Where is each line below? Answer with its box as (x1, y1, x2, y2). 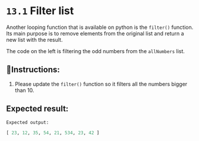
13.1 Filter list (6, 4, 74, 18)
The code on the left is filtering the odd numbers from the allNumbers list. (6, 47, 185, 54)
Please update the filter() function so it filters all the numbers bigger (14, 80, 188, 87)
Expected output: (6, 119, 49, 125)
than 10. (14, 87, 34, 94)
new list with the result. (6, 36, 63, 43)
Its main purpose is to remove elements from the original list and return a (6, 29, 184, 37)
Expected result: (6, 104, 69, 114)
